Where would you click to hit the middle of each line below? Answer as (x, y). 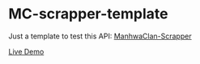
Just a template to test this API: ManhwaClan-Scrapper (100, 36)
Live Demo (26, 51)
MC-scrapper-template (88, 14)
